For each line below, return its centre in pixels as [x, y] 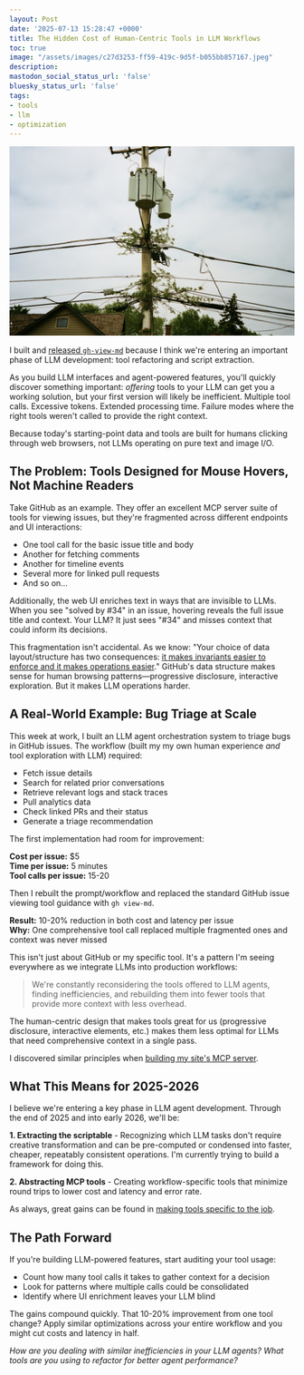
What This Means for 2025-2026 [104, 1086]
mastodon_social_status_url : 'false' [81, 77]
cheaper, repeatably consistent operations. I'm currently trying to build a [144, 1155]
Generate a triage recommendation [88, 821]
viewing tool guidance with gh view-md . [82, 902]
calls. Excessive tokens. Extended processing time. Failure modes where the [152, 406]
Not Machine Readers [71, 486]
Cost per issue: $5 [44, 856]
